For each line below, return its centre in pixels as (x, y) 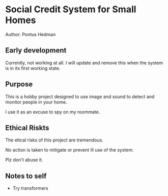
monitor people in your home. (36, 102)
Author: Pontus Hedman (31, 34)
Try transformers (30, 188)
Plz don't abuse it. (24, 160)
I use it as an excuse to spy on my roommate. (53, 112)
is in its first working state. (33, 68)
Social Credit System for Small (71, 9)
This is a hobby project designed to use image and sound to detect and (80, 96)
